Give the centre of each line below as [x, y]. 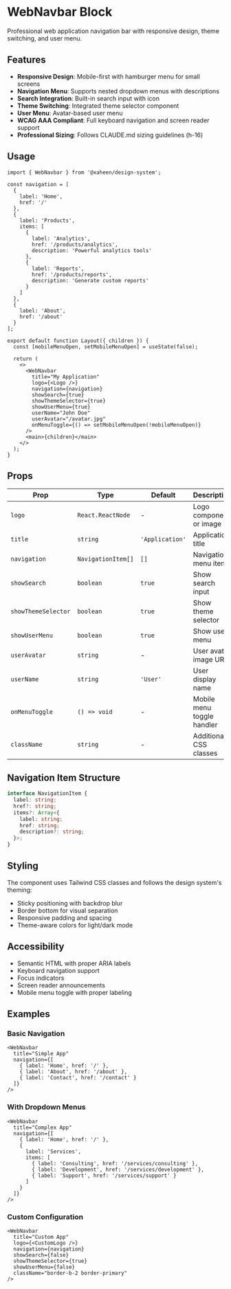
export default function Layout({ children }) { [78, 341]
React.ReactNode [104, 515]
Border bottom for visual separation [67, 910]
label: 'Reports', [58, 269]
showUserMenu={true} [61, 407]
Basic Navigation [36, 1033]
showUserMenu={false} [44, 1267]
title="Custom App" [41, 1237]
